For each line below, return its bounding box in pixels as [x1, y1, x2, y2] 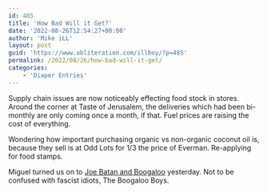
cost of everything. [8, 119, 71, 128]
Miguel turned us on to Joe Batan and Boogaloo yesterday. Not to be [8, 167, 234, 176]
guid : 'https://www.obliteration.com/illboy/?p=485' [8, 49, 188, 57]
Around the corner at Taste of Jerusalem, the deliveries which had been [8, 102, 245, 111]
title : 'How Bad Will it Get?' [8, 19, 113, 27]
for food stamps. [8, 151, 63, 161]
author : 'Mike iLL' [8, 34, 74, 42]
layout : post [8, 42, 52, 50]
